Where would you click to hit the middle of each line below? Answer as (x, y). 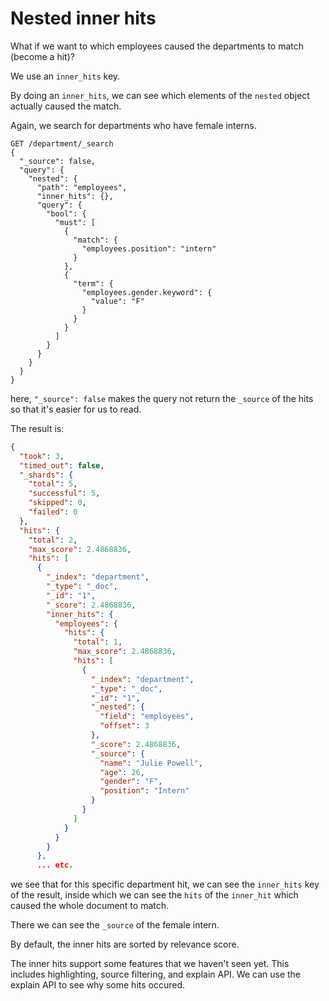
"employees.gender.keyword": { (147, 292)
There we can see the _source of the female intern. (115, 925)
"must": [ (75, 222)
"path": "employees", (82, 187)
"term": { (93, 283)
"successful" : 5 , (64, 493)
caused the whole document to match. (90, 906)
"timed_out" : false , (62, 465)
